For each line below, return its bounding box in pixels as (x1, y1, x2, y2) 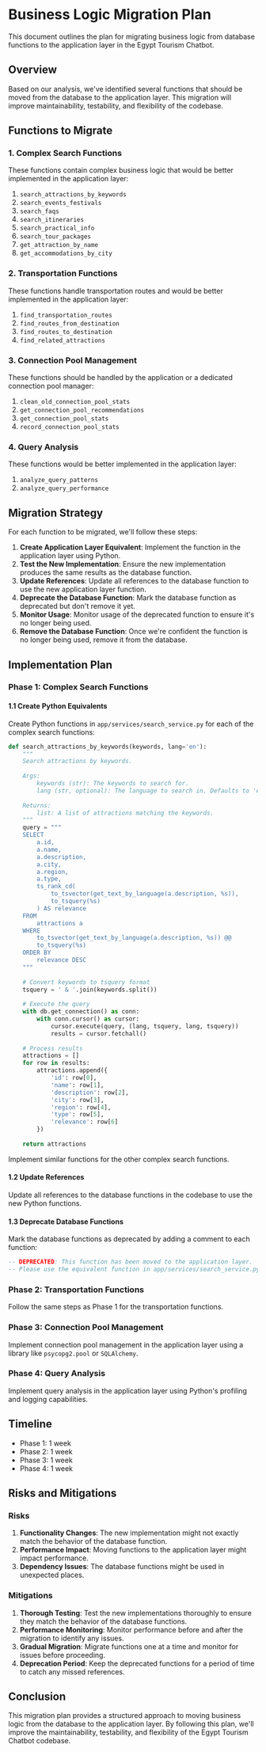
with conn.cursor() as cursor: (36, 1015, 140, 1023)
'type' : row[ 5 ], (50, 1111, 104, 1119)
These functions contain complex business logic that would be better (8, 165, 234, 175)
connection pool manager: (8, 382, 94, 391)
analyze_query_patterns (19, 477, 99, 485)
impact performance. (19, 1553, 89, 1563)
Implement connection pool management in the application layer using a (8, 1340, 244, 1349)
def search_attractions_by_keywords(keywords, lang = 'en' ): (8, 743, 207, 751)
